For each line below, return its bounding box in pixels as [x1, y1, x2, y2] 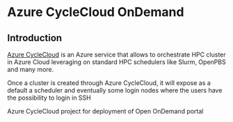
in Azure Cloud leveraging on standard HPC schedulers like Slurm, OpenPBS [7, 58, 226, 66]
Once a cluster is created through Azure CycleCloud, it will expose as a [7, 79, 211, 87]
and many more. [7, 66, 54, 73]
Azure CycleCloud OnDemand [7, 4, 184, 20]
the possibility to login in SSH [7, 93, 92, 102]
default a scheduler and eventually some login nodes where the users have [7, 86, 223, 94]
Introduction [7, 32, 63, 44]
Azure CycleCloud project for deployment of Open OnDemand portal [7, 107, 204, 115]
